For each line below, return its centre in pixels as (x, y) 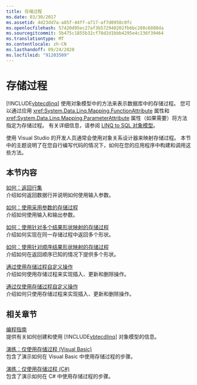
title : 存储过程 (24, 11)
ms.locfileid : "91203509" (38, 55)
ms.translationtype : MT (35, 39)
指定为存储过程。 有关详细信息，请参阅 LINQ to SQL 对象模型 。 (82, 125)
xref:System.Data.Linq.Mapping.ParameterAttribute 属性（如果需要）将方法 (97, 118)
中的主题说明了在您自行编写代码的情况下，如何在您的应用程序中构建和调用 (96, 145)
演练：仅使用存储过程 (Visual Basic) (49, 349)
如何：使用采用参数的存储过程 (42, 207)
